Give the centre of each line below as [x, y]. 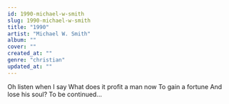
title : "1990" [29, 27]
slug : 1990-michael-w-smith [49, 21]
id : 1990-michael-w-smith [46, 14]
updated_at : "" [30, 67]
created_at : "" [30, 54]
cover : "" [22, 47]
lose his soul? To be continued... [55, 94]
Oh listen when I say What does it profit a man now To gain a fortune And [115, 86]
